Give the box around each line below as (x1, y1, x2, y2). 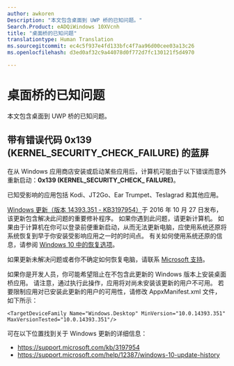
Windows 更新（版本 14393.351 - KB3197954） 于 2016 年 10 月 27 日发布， (7, 205, 223, 213)
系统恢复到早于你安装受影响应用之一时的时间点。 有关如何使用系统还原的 (7, 231, 217, 240)
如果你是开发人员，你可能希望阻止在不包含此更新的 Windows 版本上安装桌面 (7, 270, 226, 278)
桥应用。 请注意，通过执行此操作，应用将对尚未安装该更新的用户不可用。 (7, 278, 217, 287)
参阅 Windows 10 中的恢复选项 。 (25, 240, 119, 248)
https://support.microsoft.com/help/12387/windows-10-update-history (17, 350, 221, 359)
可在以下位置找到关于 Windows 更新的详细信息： (7, 329, 148, 337)
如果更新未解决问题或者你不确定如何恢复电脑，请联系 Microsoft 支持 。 (7, 255, 209, 264)
